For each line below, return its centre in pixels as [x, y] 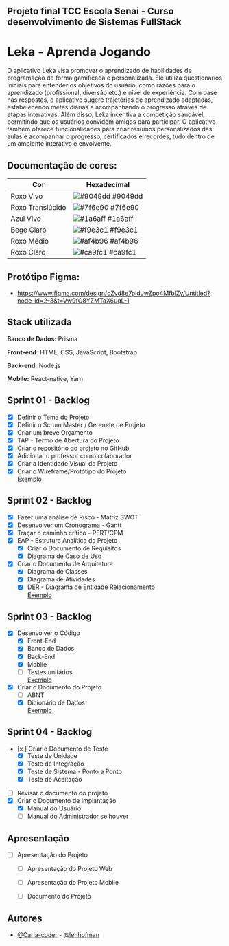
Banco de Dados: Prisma [43, 338]
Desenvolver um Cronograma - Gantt [69, 525]
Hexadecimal [108, 185]
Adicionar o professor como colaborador [74, 455]
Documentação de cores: [62, 165]
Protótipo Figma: [44, 277]
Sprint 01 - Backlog [49, 401]
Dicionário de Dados [56, 702]
